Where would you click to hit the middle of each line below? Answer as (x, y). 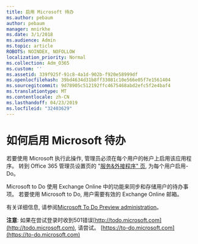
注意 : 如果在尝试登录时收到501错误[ (51, 220)
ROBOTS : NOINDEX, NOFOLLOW (41, 52)
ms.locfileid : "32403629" (39, 108)
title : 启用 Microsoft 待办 (40, 12)
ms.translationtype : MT (37, 91)
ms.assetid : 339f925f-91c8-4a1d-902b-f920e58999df (72, 74)
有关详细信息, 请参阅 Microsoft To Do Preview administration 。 (84, 207)
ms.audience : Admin (31, 40)
